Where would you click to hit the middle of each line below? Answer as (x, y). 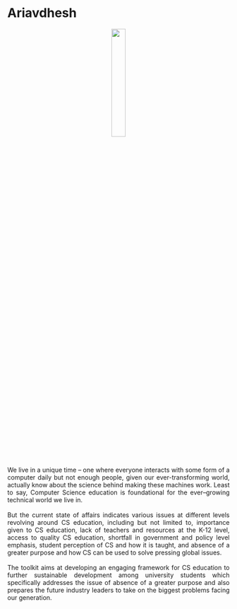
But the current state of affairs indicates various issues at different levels (119, 515)
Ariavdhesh (42, 13)
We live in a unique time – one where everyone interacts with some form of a (119, 470)
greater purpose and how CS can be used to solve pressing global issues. (115, 552)
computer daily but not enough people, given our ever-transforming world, (119, 477)
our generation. (30, 597)
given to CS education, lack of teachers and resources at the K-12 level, (119, 530)
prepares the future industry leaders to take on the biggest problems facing (119, 590)
